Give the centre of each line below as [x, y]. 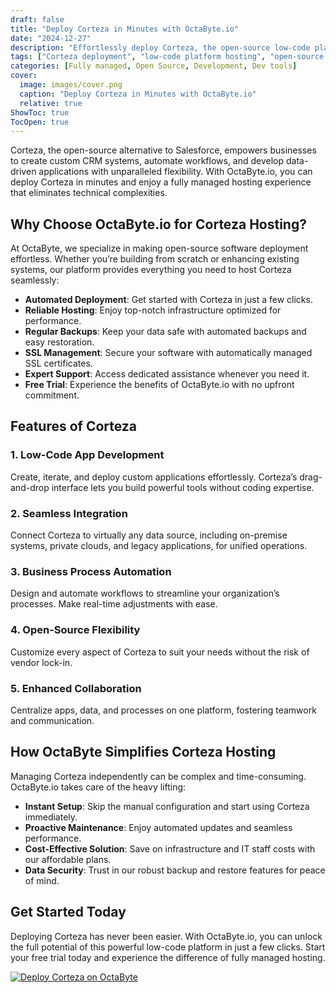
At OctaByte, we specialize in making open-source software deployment [159, 248]
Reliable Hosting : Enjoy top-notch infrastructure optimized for [153, 310]
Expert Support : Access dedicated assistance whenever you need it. [167, 374]
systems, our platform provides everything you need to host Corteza [151, 270]
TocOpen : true [40, 122]
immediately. [51, 817]
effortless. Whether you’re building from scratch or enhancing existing [155, 259]
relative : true [51, 103]
